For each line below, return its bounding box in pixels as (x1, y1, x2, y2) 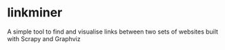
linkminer (7, 5, 63, 21)
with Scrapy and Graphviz (7, 34, 81, 42)
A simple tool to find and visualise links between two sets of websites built (7, 27, 219, 36)
